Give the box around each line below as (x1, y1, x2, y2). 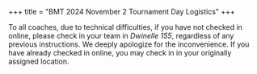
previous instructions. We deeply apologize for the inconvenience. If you (8, 39, 250, 49)
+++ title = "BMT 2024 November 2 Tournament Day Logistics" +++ (8, 7, 236, 16)
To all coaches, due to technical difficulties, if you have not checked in (8, 23, 242, 31)
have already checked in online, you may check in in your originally (8, 48, 232, 57)
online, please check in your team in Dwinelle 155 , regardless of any (8, 31, 234, 40)
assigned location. (8, 56, 70, 66)
